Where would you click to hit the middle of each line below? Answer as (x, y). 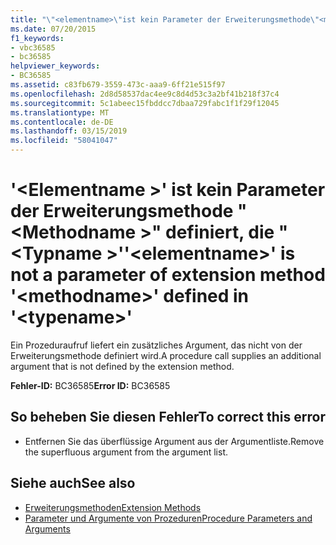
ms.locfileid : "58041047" (64, 141)
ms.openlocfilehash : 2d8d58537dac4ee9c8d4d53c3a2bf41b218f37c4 (145, 94)
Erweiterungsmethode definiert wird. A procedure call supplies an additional (166, 355)
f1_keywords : (37, 38)
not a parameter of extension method (168, 275)
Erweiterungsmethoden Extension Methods (113, 507)
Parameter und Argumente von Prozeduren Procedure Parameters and (168, 518)
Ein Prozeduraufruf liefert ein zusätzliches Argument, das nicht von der (156, 345)
